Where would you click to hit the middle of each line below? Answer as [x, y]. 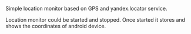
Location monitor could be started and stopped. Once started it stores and [95, 20]
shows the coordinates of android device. [56, 26]
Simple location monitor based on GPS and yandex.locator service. [86, 8]
